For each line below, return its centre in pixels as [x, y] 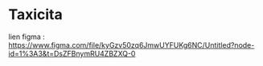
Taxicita [35, 15]
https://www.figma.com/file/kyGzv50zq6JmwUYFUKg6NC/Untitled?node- [131, 45]
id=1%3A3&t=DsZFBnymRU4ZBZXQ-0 [72, 53]
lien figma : [27, 37]
